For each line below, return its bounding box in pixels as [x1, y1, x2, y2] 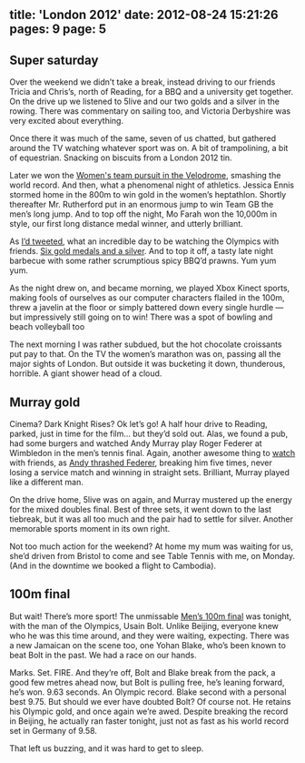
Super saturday [9, 52, 99, 67]
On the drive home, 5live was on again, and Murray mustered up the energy [9, 494, 292, 505]
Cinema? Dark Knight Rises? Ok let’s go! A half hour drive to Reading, [9, 419, 268, 430]
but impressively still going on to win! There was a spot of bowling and [9, 311, 273, 322]
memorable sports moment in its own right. [9, 524, 171, 534]
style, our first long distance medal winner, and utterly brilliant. [9, 219, 243, 229]
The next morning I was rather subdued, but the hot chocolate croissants [9, 339, 283, 350]
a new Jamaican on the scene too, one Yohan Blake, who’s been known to [9, 639, 286, 650]
